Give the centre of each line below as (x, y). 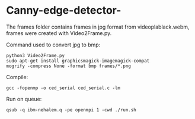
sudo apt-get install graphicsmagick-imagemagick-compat (78, 61)
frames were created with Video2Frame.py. (59, 33)
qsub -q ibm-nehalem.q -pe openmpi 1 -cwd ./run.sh (71, 110)
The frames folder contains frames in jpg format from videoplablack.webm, (98, 27)
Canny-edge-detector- (64, 10)
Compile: (17, 77)
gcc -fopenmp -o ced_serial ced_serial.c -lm (63, 88)
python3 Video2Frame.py (36, 55)
